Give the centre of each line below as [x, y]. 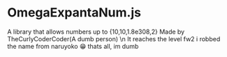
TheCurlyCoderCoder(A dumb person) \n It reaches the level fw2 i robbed [114, 38]
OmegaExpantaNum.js [74, 13]
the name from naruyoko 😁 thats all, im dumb [73, 46]
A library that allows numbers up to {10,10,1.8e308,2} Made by [96, 32]
